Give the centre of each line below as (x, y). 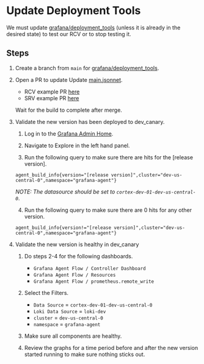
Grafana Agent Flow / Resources (75, 275)
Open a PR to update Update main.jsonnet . (69, 79)
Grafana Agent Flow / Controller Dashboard (89, 268)
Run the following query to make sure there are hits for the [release (109, 157)
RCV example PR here (52, 92)
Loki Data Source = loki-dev (70, 311)
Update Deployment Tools (74, 11)
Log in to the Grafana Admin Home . (69, 133)
